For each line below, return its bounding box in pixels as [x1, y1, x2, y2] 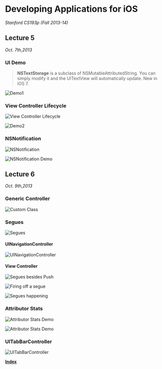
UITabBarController [5, 338, 52, 345]
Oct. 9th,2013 [5, 183, 33, 189]
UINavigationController [5, 241, 53, 247]
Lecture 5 [5, 34, 35, 42]
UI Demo [5, 59, 26, 66]
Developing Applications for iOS [5, 3, 138, 15]
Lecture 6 [5, 170, 35, 178]
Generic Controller [5, 195, 50, 202]
